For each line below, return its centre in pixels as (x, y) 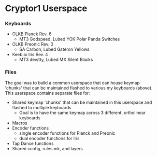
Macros (20, 123)
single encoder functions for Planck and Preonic (67, 133)
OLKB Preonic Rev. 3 (33, 44)
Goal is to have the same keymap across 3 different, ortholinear (82, 113)
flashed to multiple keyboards (42, 107)
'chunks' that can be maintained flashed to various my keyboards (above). (79, 88)
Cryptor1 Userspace (46, 8)
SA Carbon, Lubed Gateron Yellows (54, 49)
